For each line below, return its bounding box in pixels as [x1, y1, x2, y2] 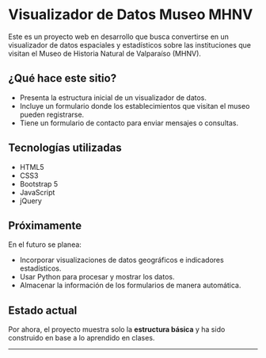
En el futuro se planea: [8, 240, 82, 249]
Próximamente [8, 218, 82, 232]
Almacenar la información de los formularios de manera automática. [19, 280, 241, 291]
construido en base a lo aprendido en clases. [8, 333, 155, 343]
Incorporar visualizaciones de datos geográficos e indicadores [19, 256, 224, 265]
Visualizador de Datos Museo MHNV [8, 6, 253, 24]
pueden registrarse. [19, 110, 85, 119]
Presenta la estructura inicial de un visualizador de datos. [19, 93, 207, 102]
